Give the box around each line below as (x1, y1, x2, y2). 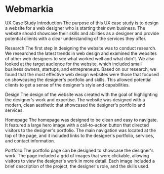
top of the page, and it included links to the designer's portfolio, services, (5, 132, 155, 138)
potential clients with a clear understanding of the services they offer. (5, 36, 147, 42)
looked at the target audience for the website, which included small (5, 61, 142, 67)
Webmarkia (5, 3, 53, 15)
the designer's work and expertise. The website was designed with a (5, 96, 145, 102)
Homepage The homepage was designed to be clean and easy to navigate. (5, 117, 158, 123)
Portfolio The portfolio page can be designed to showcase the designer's (5, 147, 154, 153)
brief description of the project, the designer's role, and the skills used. (5, 163, 150, 169)
